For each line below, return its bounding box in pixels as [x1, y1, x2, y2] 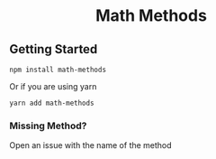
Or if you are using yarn [9, 81, 97, 91]
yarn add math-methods [9, 98, 94, 108]
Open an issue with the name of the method [9, 140, 173, 151]
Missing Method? [9, 119, 87, 132]
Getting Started [9, 42, 98, 57]
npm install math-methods [9, 65, 106, 74]
